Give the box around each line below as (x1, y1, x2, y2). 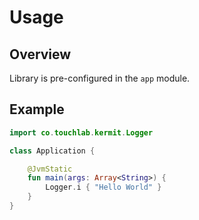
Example (9, 101, 65, 118)
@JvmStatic (27, 164, 73, 174)
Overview (9, 46, 72, 63)
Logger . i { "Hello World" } (45, 182, 162, 193)
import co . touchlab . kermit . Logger (9, 127, 154, 138)
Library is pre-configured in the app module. (9, 72, 191, 84)
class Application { (9, 146, 96, 156)
